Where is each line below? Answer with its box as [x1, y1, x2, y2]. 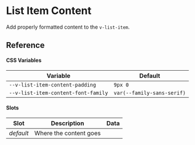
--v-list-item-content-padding [9, 81, 97, 88]
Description [50, 119, 84, 127]
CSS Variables [6, 57, 42, 64]
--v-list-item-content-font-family [9, 89, 108, 96]
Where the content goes [34, 129, 101, 137]
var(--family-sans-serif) [114, 89, 186, 96]
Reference [6, 40, 45, 50]
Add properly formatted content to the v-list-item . [6, 23, 130, 30]
